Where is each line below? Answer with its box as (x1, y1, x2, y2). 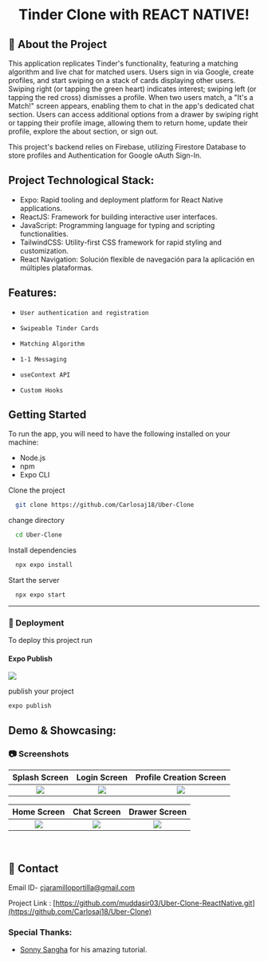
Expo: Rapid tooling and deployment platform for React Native (19, 194, 223, 205)
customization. (19, 245, 69, 255)
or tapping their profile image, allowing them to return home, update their (8, 118, 249, 127)
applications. (19, 203, 62, 213)
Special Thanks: (8, 926, 73, 937)
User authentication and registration (19, 309, 149, 317)
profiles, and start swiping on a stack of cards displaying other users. (8, 76, 236, 85)
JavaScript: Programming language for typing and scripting (19, 220, 215, 230)
